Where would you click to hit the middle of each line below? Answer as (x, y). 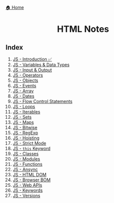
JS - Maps (23, 122)
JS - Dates (24, 96)
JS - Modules (26, 159)
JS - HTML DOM (29, 175)
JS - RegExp (25, 133)
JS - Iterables (27, 112)
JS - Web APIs (27, 185)
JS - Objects (25, 80)
